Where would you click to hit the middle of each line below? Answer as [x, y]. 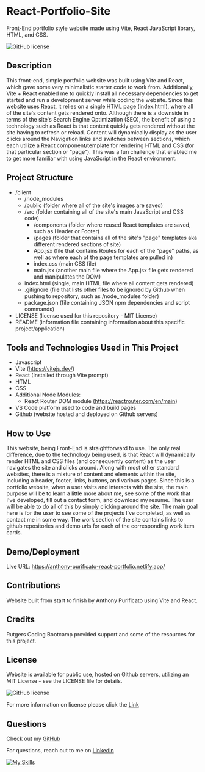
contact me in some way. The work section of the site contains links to [95, 520]
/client [23, 192]
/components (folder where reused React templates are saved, [112, 225]
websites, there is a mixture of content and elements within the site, [92, 474]
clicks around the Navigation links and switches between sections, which [98, 139]
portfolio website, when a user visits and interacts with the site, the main [97, 487]
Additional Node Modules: [48, 395]
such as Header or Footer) [67, 231]
